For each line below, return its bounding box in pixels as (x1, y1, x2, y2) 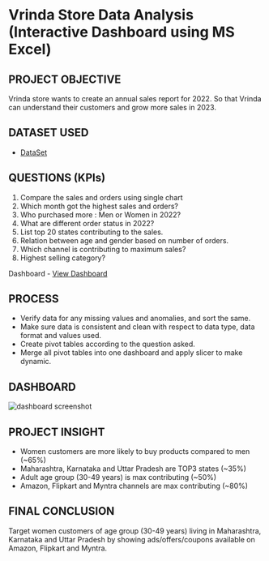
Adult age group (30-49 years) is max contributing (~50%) (19, 473, 217, 482)
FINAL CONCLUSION (8, 504, 115, 518)
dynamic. (19, 357, 52, 366)
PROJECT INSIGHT (8, 425, 105, 439)
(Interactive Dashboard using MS (8, 23, 235, 41)
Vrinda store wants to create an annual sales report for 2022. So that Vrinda (8, 94, 262, 103)
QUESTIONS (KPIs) (8, 171, 106, 185)
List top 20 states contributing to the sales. (19, 227, 164, 237)
